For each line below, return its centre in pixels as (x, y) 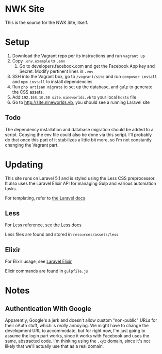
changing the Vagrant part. (32, 145)
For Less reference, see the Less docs (43, 225)
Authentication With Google (48, 308)
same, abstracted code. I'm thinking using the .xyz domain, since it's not (78, 341)
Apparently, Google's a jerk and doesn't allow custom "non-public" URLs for (81, 320)
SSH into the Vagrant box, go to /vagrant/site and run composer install (84, 76)
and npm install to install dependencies (52, 81)
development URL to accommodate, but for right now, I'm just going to (75, 331)
